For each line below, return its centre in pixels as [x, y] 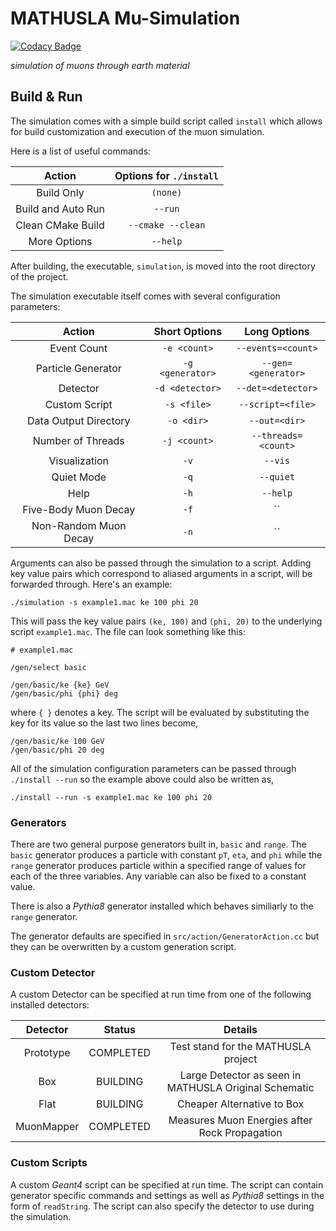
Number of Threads [78, 440]
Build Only [60, 192]
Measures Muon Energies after [240, 1120]
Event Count [78, 348]
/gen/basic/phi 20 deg [57, 750]
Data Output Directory [79, 420]
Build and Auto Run [60, 209]
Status [119, 1030]
